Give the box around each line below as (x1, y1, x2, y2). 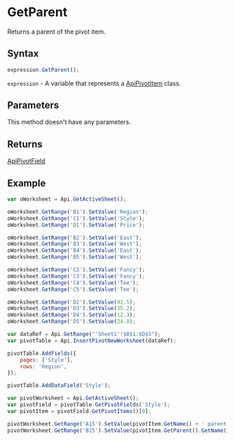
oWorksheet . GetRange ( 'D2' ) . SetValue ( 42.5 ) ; (7, 299, 136, 306)
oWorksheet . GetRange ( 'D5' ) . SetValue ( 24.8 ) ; (7, 318, 136, 325)
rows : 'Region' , (20, 362, 68, 370)
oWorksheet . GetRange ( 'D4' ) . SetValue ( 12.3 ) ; (7, 311, 136, 319)
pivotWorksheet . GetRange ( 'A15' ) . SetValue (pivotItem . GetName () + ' (7, 420, 205, 428)
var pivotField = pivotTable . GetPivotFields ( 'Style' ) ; (7, 401, 171, 409)
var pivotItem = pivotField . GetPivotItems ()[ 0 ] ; (7, 407, 152, 414)
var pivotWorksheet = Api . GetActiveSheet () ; (7, 395, 139, 402)
